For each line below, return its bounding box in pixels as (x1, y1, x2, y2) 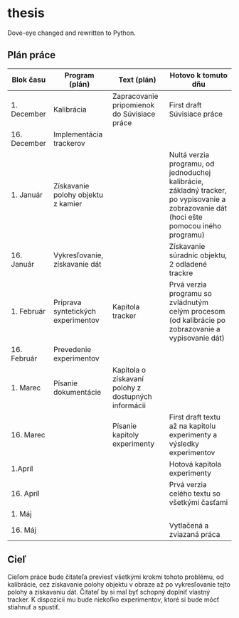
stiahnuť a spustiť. (7, 602, 60, 611)
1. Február (11, 306, 46, 316)
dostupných (112, 391, 153, 401)
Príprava (53, 297, 82, 307)
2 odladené (169, 259, 208, 269)
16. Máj (11, 525, 37, 535)
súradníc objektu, (169, 250, 228, 260)
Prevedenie (53, 344, 92, 354)
